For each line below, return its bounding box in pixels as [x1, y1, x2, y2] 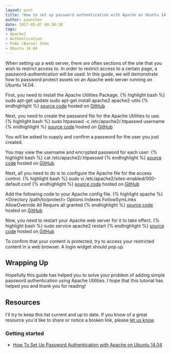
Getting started [5, 330, 45, 337]
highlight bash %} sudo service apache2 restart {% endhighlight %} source [5, 222, 165, 229]
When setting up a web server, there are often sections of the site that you [5, 60, 162, 66]
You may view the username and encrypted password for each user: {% [5, 149, 158, 155]
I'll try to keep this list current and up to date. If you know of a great [5, 312, 147, 318]
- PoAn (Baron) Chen [5, 41, 50, 46]
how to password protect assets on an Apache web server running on [5, 76, 153, 82]
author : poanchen [5, 17, 42, 22]
